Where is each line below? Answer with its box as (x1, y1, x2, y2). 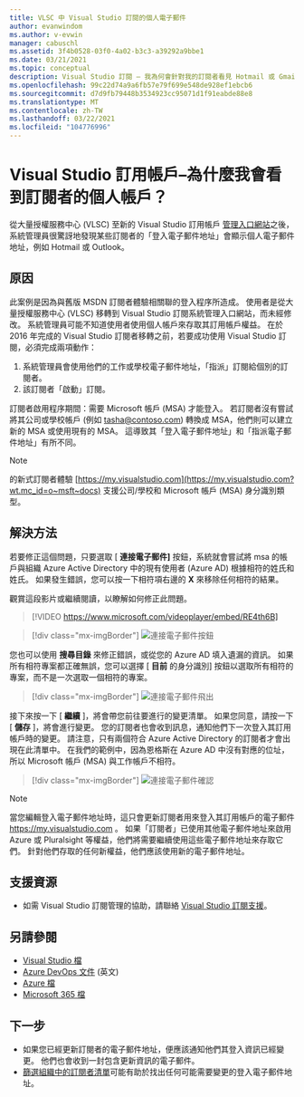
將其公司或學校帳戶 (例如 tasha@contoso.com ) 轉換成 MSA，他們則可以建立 (9, 414, 293, 425)
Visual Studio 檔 (22, 955, 82, 966)
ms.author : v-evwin (9, 30, 83, 39)
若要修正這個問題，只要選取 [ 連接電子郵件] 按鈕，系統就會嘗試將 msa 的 (9, 551, 280, 562)
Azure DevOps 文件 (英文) (22, 967, 119, 977)
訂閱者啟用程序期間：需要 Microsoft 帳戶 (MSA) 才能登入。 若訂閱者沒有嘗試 (9, 402, 294, 413)
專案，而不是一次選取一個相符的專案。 (9, 671, 152, 682)
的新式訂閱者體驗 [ (9, 473, 79, 485)
